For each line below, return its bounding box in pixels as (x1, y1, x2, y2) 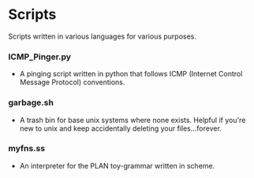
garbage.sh (8, 97, 54, 108)
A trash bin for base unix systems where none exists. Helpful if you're (19, 115, 246, 124)
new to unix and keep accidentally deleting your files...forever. (19, 124, 222, 133)
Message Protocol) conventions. (19, 77, 125, 87)
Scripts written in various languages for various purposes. (8, 32, 197, 41)
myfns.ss (8, 143, 46, 154)
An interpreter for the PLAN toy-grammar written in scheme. (19, 161, 215, 170)
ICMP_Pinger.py (8, 51, 72, 62)
